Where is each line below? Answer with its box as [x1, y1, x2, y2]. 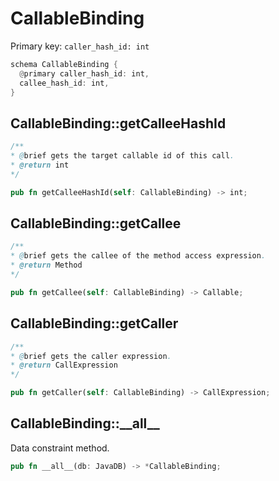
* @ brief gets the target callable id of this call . [10, 151, 235, 161]
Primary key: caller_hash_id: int [10, 40, 150, 52]
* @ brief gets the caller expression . [10, 351, 172, 361]
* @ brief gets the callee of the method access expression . [10, 251, 267, 261]
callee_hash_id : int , [19, 78, 110, 88]
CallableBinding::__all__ [10, 415, 160, 432]
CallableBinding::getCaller [10, 315, 179, 332]
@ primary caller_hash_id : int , [19, 68, 150, 79]
